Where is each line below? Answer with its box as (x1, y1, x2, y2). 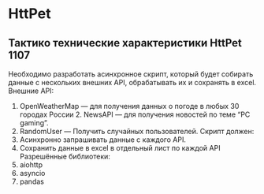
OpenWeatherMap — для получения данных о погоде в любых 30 (19, 102, 240, 110)
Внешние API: (8, 86, 54, 95)
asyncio (19, 169, 46, 177)
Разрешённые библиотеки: (19, 151, 110, 161)
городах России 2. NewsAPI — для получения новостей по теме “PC (19, 110, 251, 119)
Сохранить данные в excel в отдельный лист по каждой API (19, 144, 221, 152)
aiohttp (19, 160, 43, 170)
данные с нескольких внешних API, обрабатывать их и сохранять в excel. (8, 78, 257, 87)
